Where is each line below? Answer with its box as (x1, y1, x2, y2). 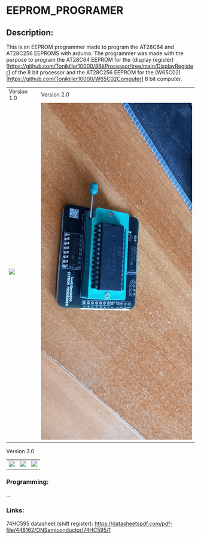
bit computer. (149, 76, 182, 82)
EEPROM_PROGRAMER (6, 4, 124, 17)
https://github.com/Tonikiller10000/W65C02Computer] (8, 76, 144, 82)
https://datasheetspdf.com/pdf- (95, 520, 173, 527)
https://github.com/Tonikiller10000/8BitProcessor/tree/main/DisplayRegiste (8, 62, 193, 70)
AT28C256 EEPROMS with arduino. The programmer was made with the (6, 50, 184, 57)
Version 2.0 (41, 91, 70, 98)
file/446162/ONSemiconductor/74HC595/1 (6, 526, 111, 534)
